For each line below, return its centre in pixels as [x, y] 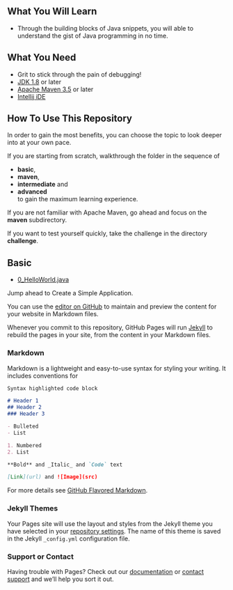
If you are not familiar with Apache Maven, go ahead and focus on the [107, 212]
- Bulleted [23, 427]
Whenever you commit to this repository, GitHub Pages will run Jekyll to [110, 327]
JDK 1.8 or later [39, 81]
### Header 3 [26, 414]
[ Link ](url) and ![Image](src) [53, 477]
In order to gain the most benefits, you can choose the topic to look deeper [115, 135]
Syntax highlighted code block [53, 388]
